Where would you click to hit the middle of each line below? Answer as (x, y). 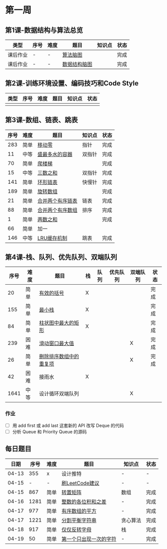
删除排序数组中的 (59, 357)
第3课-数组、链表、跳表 (42, 120)
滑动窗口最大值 (57, 343)
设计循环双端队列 (59, 394)
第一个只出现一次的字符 (89, 539)
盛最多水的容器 (55, 154)
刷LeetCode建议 (80, 483)
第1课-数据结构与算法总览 (44, 30)
